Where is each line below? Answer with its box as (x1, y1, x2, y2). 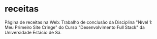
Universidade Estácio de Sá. (4, 29, 62, 35)
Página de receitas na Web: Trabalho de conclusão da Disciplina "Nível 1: (4, 19, 153, 25)
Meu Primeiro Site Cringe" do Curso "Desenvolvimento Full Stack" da (4, 24, 145, 30)
